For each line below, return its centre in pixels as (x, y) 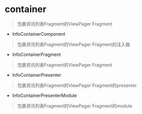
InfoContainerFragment (37, 54)
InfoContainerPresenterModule (44, 95)
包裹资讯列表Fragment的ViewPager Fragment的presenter (77, 85)
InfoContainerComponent (39, 34)
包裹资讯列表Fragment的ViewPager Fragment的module (75, 106)
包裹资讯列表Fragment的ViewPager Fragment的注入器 (74, 44)
